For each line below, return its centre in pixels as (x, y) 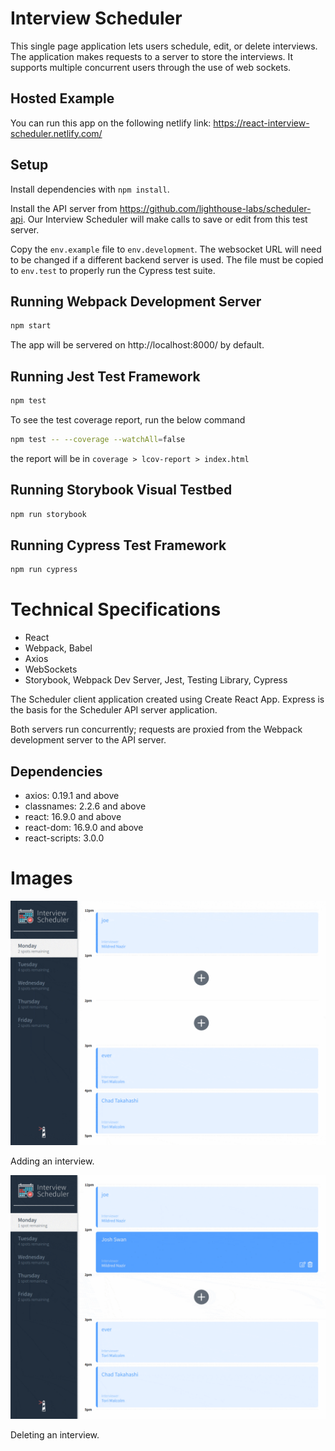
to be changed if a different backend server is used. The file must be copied (167, 259)
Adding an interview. (52, 1161)
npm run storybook (48, 514)
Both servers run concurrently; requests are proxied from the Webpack (156, 729)
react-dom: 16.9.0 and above (84, 827)
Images (41, 878)
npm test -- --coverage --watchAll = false (98, 439)
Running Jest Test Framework (105, 376)
